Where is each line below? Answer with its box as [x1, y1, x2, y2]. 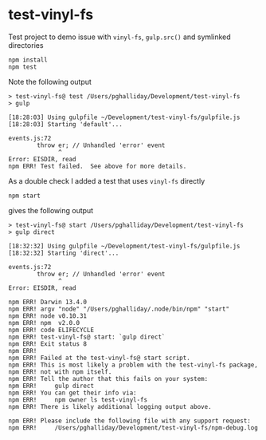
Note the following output [8, 77, 92, 86]
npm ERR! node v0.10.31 [8, 311, 88, 320]
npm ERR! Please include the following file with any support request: [8, 417, 251, 425]
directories [8, 40, 44, 50]
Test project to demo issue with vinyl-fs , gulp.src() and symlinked [8, 32, 231, 42]
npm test [8, 62, 37, 71]
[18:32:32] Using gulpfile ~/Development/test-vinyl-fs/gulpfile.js [8, 242, 241, 250]
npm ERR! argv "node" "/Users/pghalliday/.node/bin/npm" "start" [8, 305, 229, 313]
